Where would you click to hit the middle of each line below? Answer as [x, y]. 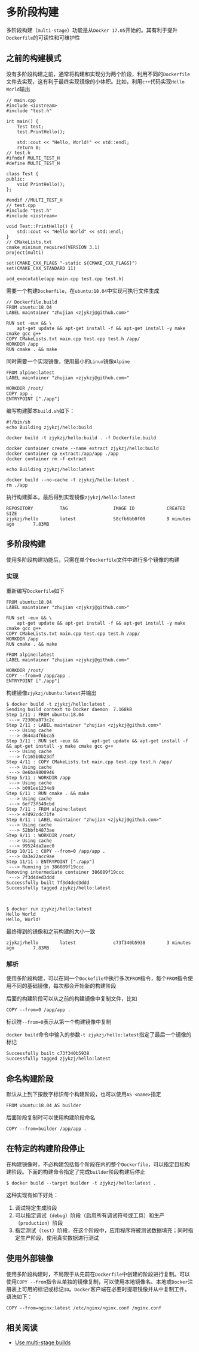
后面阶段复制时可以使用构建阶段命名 [51, 1117]
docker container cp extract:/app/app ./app [62, 454]
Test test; [30, 127]
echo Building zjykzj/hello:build [49, 427]
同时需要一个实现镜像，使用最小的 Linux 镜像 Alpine [68, 361]
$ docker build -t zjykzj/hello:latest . [59, 704]
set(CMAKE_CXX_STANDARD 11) [41, 268]
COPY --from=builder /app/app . [46, 1129]
